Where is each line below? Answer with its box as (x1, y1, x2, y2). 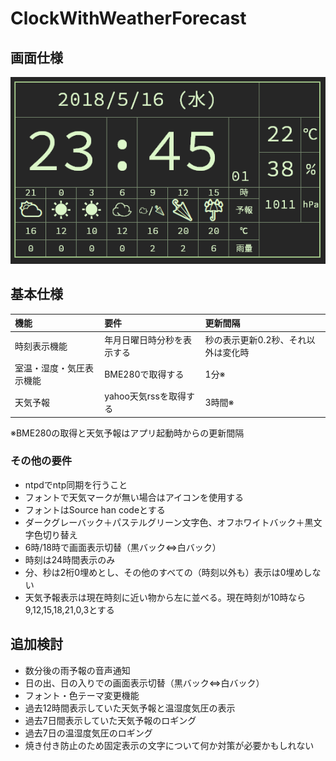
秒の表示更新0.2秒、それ (204, 333, 307, 346)
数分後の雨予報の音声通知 (24, 664, 131, 676)
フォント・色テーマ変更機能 (24, 689, 140, 701)
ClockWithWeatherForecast (10, 7, 247, 30)
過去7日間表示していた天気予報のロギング (24, 714, 197, 726)
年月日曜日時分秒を (104, 333, 184, 346)
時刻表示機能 (14, 340, 68, 352)
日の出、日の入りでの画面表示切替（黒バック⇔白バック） (24, 677, 265, 689)
